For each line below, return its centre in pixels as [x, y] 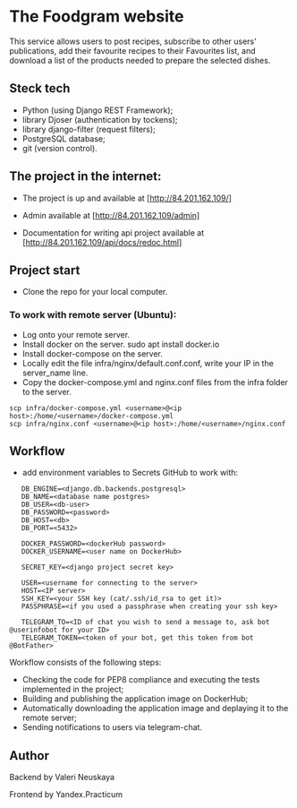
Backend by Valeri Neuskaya [62, 778]
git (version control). [60, 148]
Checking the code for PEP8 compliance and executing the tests [141, 680]
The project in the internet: [85, 176]
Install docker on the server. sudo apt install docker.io [121, 344]
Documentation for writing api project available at [113, 232]
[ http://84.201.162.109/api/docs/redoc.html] [102, 242]
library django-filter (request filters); [89, 129]
